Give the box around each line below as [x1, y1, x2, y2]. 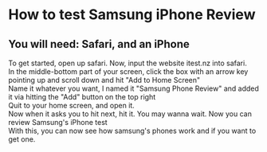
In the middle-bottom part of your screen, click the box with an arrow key [8, 67, 249, 76]
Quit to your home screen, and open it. [8, 101, 135, 110]
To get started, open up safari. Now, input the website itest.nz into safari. [8, 58, 247, 68]
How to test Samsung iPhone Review [8, 6, 256, 24]
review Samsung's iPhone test [8, 118, 108, 127]
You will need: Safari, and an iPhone [8, 37, 190, 51]
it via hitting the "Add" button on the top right [8, 92, 156, 101]
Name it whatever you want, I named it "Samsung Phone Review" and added [8, 84, 259, 93]
